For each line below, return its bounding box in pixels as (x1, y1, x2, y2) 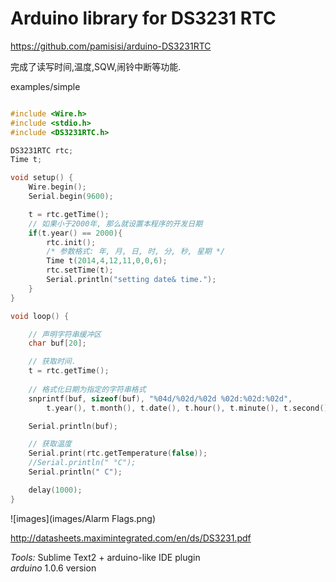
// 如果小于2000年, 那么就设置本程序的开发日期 (28, 218, 203, 229)
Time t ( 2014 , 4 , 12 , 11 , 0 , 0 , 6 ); (46, 256, 168, 266)
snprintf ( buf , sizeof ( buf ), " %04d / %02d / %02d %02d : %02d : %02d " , (28, 393, 293, 404)
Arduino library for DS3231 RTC (10, 7, 277, 30)
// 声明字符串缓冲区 (28, 329, 102, 339)
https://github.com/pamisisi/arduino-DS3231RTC (10, 40, 212, 52)
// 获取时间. (28, 357, 77, 367)
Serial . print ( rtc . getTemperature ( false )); (28, 448, 208, 459)
